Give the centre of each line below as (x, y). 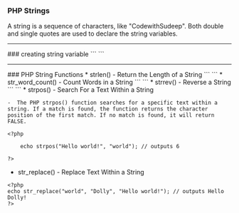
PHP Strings (28, 11)
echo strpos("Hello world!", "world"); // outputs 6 (100, 147)
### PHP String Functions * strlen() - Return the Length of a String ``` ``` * (115, 75)
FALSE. (17, 122)
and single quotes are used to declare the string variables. (92, 33)
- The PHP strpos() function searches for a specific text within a (113, 103)
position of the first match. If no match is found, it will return (111, 115)
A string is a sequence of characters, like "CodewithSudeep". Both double (116, 26)
